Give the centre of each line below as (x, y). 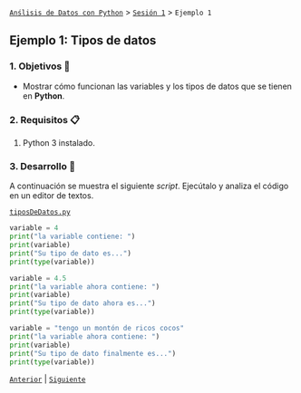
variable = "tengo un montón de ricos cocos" (97, 329)
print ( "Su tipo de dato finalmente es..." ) (93, 353)
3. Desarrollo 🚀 (42, 166)
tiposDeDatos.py (40, 212)
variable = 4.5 (38, 278)
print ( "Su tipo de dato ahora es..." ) (83, 303)
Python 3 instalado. (58, 142)
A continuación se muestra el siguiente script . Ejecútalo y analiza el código (149, 186)
